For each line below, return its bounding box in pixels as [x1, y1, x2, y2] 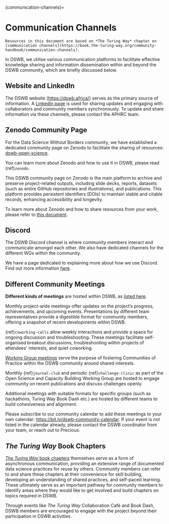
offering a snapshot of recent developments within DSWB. [5, 319, 126, 325]
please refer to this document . [5, 212, 68, 218]
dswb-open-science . [5, 150, 49, 156]
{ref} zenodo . [5, 165, 30, 171]
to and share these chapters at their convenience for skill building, [5, 471, 143, 477]
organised [5, 340, 26, 346]
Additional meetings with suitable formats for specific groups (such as [5, 391, 151, 397]
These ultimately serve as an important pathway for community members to [5, 482, 163, 488]
